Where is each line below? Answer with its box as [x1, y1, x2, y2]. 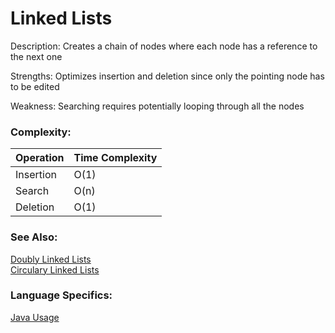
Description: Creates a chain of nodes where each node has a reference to [10, 40, 318, 52]
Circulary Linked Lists [10, 263, 100, 276]
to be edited [10, 80, 60, 92]
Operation [15, 151, 65, 165]
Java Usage [10, 311, 60, 323]
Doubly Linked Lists [10, 253, 92, 265]
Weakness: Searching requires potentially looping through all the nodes [10, 100, 305, 112]
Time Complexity [73, 151, 158, 165]
